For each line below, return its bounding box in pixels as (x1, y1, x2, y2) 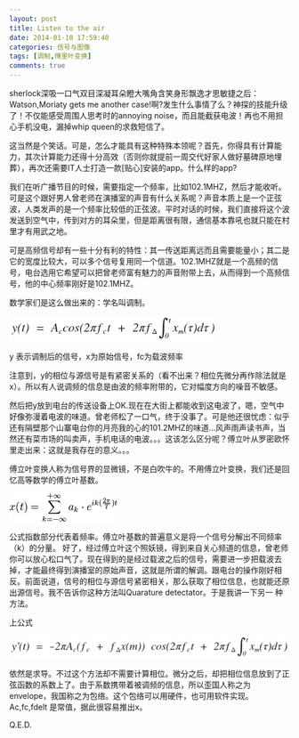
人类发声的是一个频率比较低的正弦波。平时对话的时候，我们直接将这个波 (24, 204, 290, 214)
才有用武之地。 (16, 226, 72, 236)
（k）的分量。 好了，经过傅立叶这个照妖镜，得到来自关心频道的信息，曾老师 (9, 543, 289, 553)
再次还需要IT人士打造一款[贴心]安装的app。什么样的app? (28, 163, 238, 173)
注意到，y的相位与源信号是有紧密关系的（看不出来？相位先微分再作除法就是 (9, 370, 287, 380)
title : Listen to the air (9, 23, 105, 33)
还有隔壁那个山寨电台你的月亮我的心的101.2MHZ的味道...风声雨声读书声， (9, 423, 279, 433)
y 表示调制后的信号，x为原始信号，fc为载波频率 (9, 352, 184, 361)
